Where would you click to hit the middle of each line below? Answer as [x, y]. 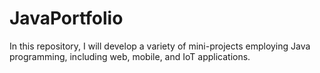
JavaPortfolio [66, 18]
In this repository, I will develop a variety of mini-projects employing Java [160, 46]
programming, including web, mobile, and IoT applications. [130, 56]
